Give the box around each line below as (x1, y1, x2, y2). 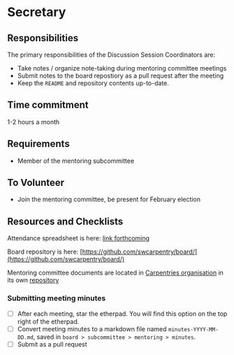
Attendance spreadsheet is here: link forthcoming (7, 234, 150, 242)
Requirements (7, 138, 70, 150)
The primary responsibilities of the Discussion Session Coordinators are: (7, 50, 216, 59)
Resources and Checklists (7, 215, 124, 227)
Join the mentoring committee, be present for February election (17, 195, 201, 203)
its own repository (7, 276, 59, 284)
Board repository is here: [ (7, 247, 82, 256)
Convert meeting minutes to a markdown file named (17, 324, 167, 333)
